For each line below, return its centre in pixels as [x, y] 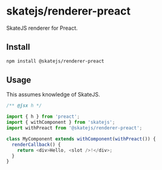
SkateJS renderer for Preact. [42, 28]
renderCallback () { [36, 144]
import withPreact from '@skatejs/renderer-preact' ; [74, 128]
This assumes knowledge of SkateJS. [53, 95]
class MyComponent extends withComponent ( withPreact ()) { [81, 139]
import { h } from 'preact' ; [43, 117]
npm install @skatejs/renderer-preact [55, 61]
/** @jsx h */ [24, 106]
